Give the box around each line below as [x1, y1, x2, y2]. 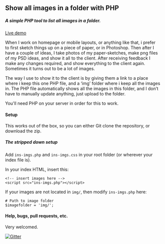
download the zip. [5, 128, 42, 134]
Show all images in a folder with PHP [5, 4, 119, 12]
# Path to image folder [5, 198, 54, 203]
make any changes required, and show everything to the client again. [5, 61, 145, 66]
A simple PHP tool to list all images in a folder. [5, 17, 101, 24]
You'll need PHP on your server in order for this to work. [5, 100, 119, 106]
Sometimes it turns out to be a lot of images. [5, 66, 95, 72]
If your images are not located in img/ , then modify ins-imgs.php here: [5, 189, 147, 195]
